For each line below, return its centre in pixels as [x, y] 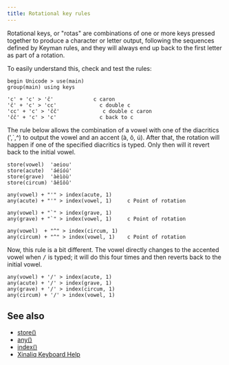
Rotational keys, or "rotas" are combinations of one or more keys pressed [111, 33]
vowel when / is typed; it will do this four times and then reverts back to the [114, 257]
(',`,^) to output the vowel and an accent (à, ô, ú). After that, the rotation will [113, 137]
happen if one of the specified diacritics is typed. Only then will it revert [108, 145]
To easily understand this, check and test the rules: [80, 68]
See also [26, 316]
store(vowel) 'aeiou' [40, 165]
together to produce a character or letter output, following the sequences [111, 40]
